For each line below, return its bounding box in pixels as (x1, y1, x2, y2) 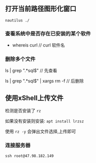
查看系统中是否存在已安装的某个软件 (5, 30, 91, 37)
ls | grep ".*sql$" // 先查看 (5, 68, 58, 73)
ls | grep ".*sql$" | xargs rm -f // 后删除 (5, 78, 84, 84)
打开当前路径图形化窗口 (5, 4, 76, 13)
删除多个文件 (5, 56, 36, 63)
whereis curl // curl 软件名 (12, 42, 65, 48)
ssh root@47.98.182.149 (5, 153, 54, 158)
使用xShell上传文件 (5, 93, 64, 102)
